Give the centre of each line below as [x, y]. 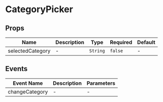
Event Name [28, 83]
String [97, 51]
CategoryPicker [39, 9]
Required [121, 42]
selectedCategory [29, 51]
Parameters [101, 83]
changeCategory [28, 91]
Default [146, 42]
